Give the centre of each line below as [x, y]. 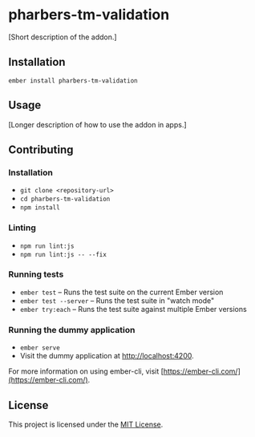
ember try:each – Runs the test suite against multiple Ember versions [133, 309]
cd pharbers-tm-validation [65, 199]
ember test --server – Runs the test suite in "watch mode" [117, 300]
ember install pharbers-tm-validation [73, 81]
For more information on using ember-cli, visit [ [86, 371]
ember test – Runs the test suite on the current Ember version [121, 292]
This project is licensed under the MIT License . [86, 424]
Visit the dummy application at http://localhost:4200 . [107, 356]
